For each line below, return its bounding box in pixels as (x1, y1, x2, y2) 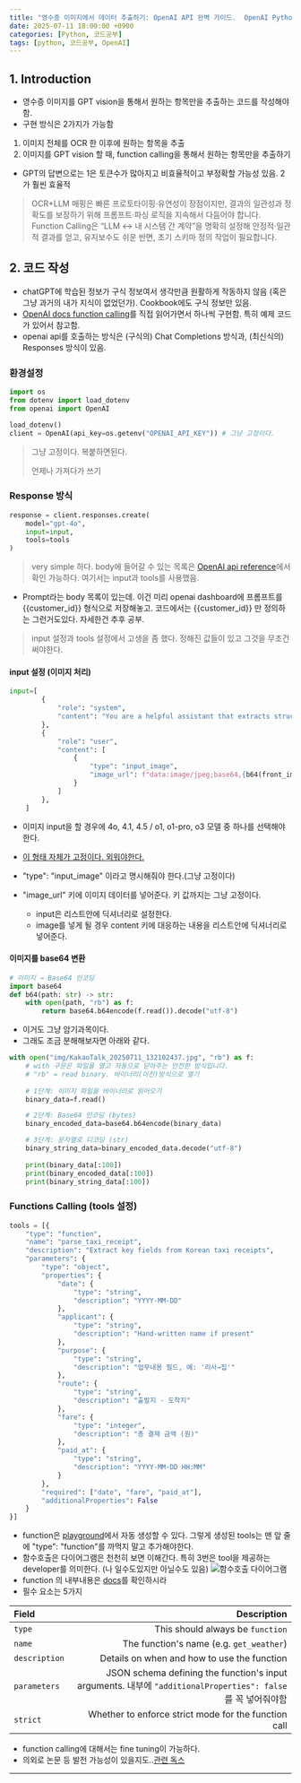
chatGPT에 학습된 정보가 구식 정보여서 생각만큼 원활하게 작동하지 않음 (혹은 (21, 286, 288, 297)
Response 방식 (9, 489, 73, 502)
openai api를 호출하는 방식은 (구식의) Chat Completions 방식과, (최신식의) (21, 331, 285, 342)
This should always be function (154, 1623, 288, 1636)
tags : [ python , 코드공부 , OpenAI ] (9, 38, 131, 48)
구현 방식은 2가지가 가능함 (21, 118, 114, 130)
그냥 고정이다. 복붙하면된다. (30, 446, 128, 457)
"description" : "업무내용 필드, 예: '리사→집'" (73, 1363, 236, 1372)
